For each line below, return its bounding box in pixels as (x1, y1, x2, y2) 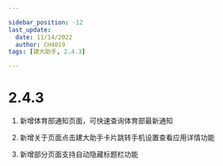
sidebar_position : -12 (8, 18, 83, 26)
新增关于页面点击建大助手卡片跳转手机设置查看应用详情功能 (19, 133, 215, 142)
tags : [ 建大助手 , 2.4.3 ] (8, 48, 86, 56)
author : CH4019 (15, 40, 66, 48)
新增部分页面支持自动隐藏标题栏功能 (19, 149, 139, 159)
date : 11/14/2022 (15, 33, 73, 41)
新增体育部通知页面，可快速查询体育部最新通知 (19, 116, 173, 126)
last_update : (8, 25, 52, 34)
